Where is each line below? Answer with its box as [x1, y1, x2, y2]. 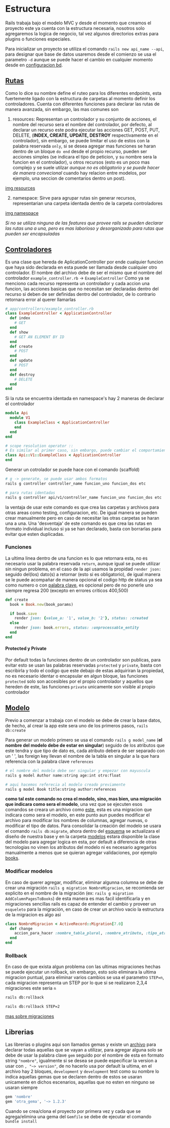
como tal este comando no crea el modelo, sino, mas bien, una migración [5, 796, 162, 802]
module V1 [10, 415, 30, 420]
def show [10, 330, 28, 335]
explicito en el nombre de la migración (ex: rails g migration [5, 890, 134, 896]
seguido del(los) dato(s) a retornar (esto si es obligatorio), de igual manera [5, 571, 161, 577]
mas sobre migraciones [5, 1014, 54, 1020]
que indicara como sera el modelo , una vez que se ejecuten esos [5, 801, 143, 807]
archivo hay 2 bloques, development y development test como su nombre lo [5, 1068, 159, 1074]
